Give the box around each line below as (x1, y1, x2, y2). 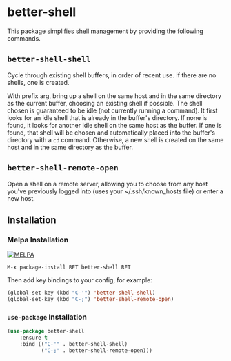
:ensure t (19, 334, 48, 342)
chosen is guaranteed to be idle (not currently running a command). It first (7, 106, 218, 115)
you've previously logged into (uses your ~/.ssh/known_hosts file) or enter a (7, 187, 224, 195)
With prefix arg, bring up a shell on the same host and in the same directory (7, 91, 222, 100)
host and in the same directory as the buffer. (7, 143, 133, 151)
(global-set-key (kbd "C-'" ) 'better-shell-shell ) (7, 289, 156, 297)
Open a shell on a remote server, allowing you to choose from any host (7, 179, 208, 188)
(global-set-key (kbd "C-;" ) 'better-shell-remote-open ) (7, 296, 174, 303)
